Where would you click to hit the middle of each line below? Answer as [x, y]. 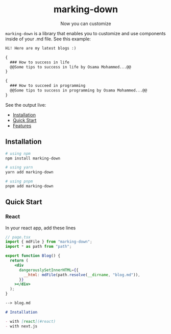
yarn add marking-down [29, 172]
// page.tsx [18, 237]
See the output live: [26, 105]
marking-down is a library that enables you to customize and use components [86, 33]
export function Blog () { [33, 256]
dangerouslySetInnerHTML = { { [49, 270]
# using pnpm [19, 182]
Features [22, 126]
